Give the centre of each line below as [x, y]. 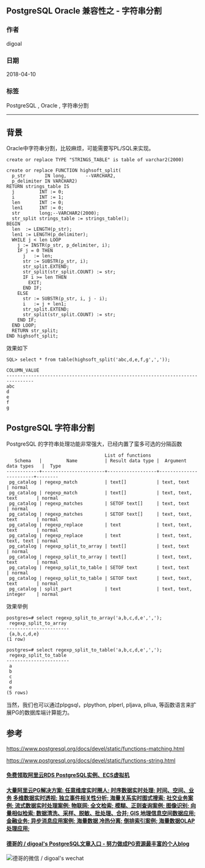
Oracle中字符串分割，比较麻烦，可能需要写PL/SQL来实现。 [80, 148]
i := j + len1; [45, 304]
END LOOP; [24, 325]
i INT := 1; [38, 197]
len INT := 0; [38, 203]
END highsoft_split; [33, 336]
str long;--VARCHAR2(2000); [56, 213]
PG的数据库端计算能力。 [42, 712]
